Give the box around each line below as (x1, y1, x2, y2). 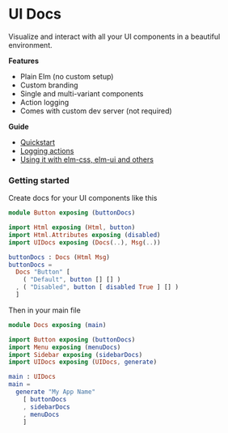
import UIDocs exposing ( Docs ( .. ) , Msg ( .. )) (8, 238, 161, 247)
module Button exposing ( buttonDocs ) (8, 209, 136, 217)
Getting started (8, 175, 70, 186)
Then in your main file (8, 305, 81, 315)
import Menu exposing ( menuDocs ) (8, 343, 121, 351)
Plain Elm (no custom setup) (19, 71, 114, 81)
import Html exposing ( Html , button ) (8, 223, 136, 231)
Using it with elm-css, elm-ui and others (19, 155, 154, 164)
